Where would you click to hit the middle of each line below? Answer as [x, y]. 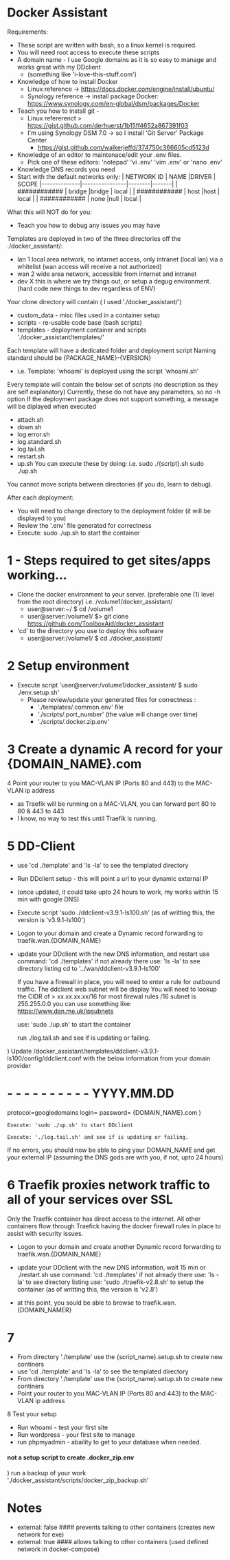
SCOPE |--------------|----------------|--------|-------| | [97, 184]
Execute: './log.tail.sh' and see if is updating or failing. [98, 1137]
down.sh [29, 427]
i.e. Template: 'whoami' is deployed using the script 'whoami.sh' [108, 371]
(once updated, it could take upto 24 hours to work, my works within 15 [117, 892]
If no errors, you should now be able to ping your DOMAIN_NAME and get [111, 1150]
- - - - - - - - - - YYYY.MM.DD [91, 1093]
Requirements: [27, 32]
